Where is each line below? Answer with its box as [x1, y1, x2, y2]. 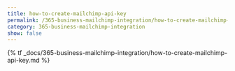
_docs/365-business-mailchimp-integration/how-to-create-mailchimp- [23, 49, 228, 57]
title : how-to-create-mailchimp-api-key [7, 10, 127, 17]
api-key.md [7, 56, 40, 65]
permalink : [7, 17, 39, 24]
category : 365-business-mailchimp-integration [7, 23, 145, 30]
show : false [7, 29, 42, 37]
